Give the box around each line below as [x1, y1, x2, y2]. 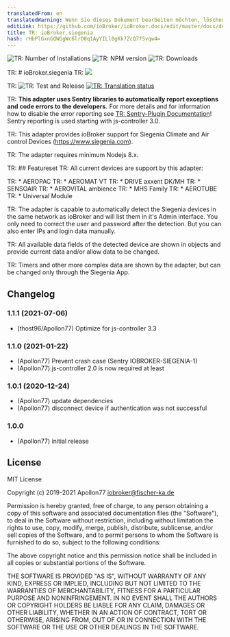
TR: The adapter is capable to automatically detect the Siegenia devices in [7, 205, 217, 213]
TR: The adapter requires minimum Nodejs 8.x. [7, 151, 139, 159]
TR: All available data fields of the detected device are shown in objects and [7, 241, 221, 249]
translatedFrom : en [7, 10, 63, 17]
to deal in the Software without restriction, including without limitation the [7, 516, 214, 525]
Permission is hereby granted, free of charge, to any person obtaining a [7, 501, 209, 509]
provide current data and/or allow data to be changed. [7, 248, 159, 256]
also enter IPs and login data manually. [7, 227, 116, 235]
